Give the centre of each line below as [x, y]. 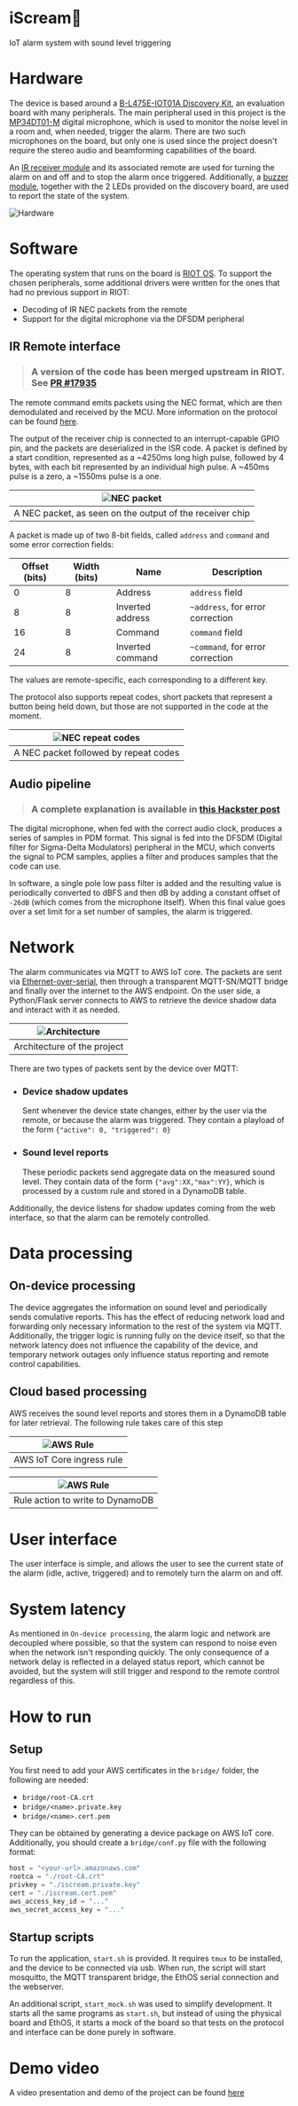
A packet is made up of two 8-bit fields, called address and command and [139, 535]
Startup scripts [52, 1937]
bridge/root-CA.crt [58, 1798]
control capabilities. [45, 1363]
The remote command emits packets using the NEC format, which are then [145, 402]
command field [216, 632]
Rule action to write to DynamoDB [84, 1500]
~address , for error [228, 607]
